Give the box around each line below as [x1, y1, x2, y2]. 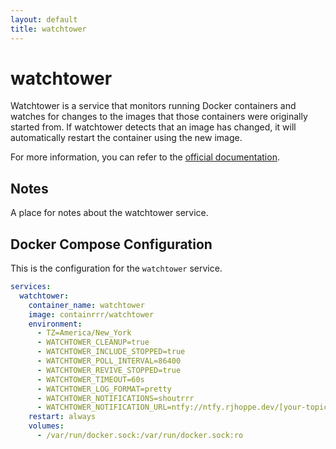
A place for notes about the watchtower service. [10, 207, 209, 219]
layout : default [10, 14, 78, 25]
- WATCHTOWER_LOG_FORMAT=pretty [36, 384, 172, 394]
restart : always [28, 412, 97, 422]
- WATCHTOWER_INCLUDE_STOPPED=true [36, 347, 186, 357]
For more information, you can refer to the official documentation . [10, 151, 280, 163]
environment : [28, 319, 83, 329]
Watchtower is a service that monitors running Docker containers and [10, 100, 297, 112]
